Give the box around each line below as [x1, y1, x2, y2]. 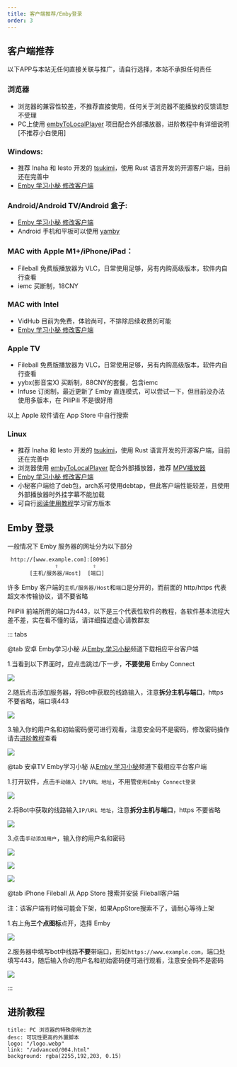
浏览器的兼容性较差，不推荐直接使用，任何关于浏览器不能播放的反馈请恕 [17, 102, 229, 110]
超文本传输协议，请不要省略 [7, 592, 88, 600]
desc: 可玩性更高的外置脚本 [7, 1034, 79, 1042]
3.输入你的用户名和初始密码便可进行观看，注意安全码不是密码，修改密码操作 [7, 725, 230, 734]
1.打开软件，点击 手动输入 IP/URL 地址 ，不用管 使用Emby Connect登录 [7, 777, 196, 786]
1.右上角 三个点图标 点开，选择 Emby [7, 919, 111, 928]
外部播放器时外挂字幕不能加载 [17, 490, 105, 499]
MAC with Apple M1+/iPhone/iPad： [7, 246, 134, 256]
